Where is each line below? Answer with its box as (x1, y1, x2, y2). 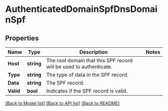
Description (79, 49, 108, 55)
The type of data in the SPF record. (46, 71, 128, 78)
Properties (5, 34, 39, 42)
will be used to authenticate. (46, 63, 112, 70)
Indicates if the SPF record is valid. (46, 88, 127, 94)
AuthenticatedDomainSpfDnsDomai (5, 3, 157, 15)
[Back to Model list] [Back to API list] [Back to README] (5, 101, 120, 106)
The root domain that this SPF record (46, 57, 133, 64)
